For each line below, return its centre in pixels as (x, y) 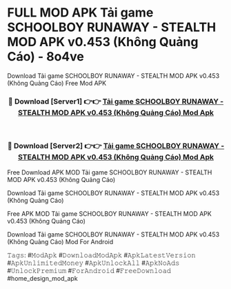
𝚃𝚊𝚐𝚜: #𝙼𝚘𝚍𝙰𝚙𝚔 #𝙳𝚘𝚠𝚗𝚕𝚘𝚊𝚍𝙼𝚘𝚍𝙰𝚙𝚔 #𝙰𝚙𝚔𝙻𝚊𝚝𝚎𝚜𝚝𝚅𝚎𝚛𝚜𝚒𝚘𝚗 (102, 255)
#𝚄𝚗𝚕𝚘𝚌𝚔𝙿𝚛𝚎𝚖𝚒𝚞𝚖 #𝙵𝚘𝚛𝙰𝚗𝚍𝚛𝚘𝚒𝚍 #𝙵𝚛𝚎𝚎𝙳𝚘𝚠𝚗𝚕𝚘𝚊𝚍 (89, 270)
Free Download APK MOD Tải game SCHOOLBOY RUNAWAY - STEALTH (110, 172)
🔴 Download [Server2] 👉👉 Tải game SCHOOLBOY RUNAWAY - (116, 146)
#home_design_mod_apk (42, 278)
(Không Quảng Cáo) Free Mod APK (57, 83)
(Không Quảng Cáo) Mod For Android (60, 241)
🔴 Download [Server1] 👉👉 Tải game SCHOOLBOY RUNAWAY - (116, 101)
